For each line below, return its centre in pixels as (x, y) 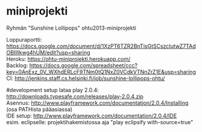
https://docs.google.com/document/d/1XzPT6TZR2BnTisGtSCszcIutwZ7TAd (101, 46)
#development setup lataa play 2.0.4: (53, 90)
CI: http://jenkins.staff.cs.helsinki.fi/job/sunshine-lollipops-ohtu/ (86, 78)
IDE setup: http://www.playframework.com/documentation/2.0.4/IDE (92, 116)
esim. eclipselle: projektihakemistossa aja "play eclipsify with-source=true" (100, 122)
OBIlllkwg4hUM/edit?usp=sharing (48, 52)
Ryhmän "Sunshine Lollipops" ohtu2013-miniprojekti (71, 28)
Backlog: (17, 65)
